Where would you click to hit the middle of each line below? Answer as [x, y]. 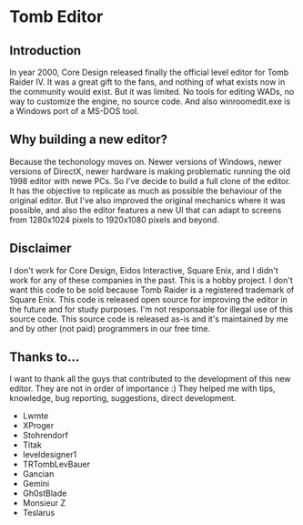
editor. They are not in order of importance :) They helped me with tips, [142, 388]
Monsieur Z [44, 503]
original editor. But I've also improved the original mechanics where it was [147, 200]
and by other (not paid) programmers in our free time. [110, 328]
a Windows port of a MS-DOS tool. [74, 111]
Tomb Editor [56, 17]
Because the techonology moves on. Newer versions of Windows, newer [146, 161]
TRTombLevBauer [56, 464]
